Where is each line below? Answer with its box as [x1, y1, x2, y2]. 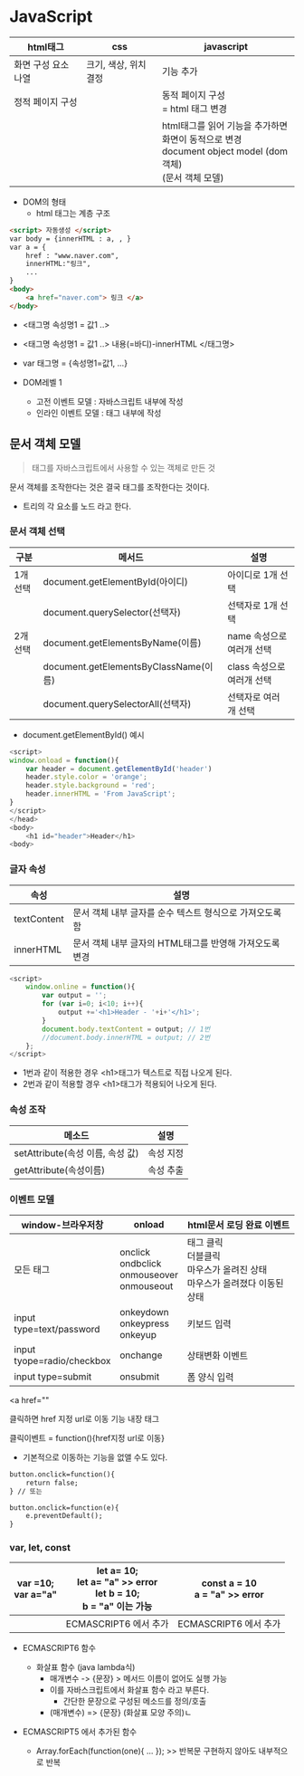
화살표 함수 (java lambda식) [35, 1662, 136, 1673]
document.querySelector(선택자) [43, 606, 182, 618]
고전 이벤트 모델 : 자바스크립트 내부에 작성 [35, 396, 184, 406]
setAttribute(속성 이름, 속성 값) [14, 1147, 139, 1160]
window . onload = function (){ [9, 756, 119, 765]
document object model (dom [161, 145, 288, 158]
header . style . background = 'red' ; [25, 781, 156, 790]
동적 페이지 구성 [161, 89, 226, 101]
